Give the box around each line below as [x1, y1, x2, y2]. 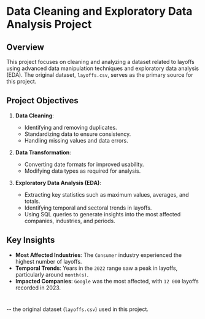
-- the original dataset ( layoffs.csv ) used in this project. [6, 305, 149, 313]
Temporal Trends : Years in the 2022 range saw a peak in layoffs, [15, 264, 178, 272]
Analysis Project [6, 17, 92, 31]
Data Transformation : [15, 149, 72, 156]
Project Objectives [6, 95, 79, 106]
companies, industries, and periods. [24, 217, 115, 224]
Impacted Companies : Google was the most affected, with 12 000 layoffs [15, 277, 199, 285]
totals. [24, 197, 41, 205]
